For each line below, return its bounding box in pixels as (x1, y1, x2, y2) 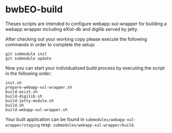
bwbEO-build (5, 4, 63, 15)
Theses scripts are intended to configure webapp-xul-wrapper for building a (5, 21, 167, 27)
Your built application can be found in (5, 116, 85, 122)
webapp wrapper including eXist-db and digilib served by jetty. (5, 26, 139, 32)
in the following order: (5, 70, 52, 77)
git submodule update (5, 55, 52, 61)
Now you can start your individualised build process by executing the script (5, 65, 165, 71)
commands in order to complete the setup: (5, 41, 95, 47)
